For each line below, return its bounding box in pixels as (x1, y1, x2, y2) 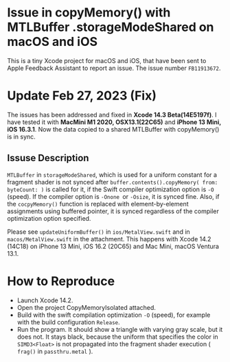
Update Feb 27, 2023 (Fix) (7, 88, 157, 104)
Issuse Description (7, 152, 89, 164)
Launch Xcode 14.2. (16, 296, 73, 304)
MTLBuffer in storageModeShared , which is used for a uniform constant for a (7, 170, 218, 179)
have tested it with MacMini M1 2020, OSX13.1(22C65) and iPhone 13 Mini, (7, 118, 222, 126)
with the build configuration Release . (16, 317, 120, 326)
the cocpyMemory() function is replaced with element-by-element (7, 200, 189, 208)
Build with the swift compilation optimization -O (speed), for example (16, 311, 211, 319)
